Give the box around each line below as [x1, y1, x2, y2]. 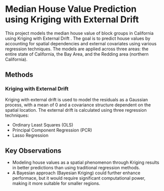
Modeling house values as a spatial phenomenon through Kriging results [12, 159, 160, 165]
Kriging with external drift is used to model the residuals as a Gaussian [5, 96, 148, 102]
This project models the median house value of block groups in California [5, 30, 154, 36]
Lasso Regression [12, 132, 49, 138]
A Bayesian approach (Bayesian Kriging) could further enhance [12, 170, 140, 176]
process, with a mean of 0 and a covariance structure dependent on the [5, 102, 151, 108]
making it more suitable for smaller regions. [12, 181, 100, 187]
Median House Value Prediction [5, 3, 137, 15]
